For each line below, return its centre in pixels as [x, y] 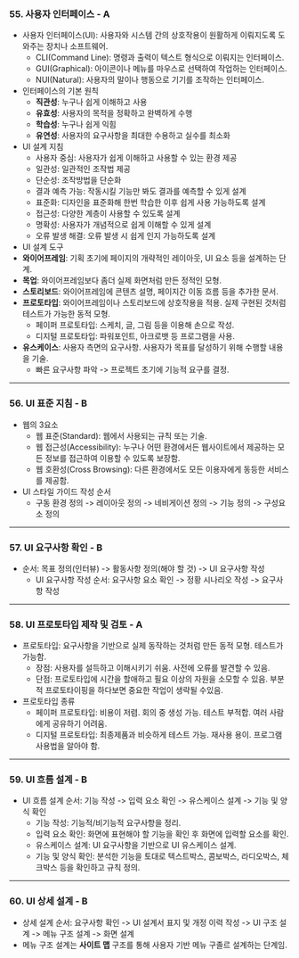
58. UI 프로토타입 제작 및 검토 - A [76, 624]
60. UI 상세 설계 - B [48, 901]
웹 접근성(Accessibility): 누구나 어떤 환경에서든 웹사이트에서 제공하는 [155, 447]
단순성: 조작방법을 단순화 [78, 180]
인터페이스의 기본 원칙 [61, 91]
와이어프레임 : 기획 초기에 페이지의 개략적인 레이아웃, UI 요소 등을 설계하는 [149, 258]
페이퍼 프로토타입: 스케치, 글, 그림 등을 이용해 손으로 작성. [135, 325]
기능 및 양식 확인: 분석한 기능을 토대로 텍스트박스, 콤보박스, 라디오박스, [158, 856]
